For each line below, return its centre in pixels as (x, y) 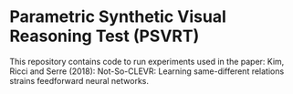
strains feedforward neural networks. (79, 80)
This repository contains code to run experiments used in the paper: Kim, (147, 61)
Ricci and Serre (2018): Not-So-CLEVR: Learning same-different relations (147, 71)
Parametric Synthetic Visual (118, 17)
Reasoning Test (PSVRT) (105, 36)
